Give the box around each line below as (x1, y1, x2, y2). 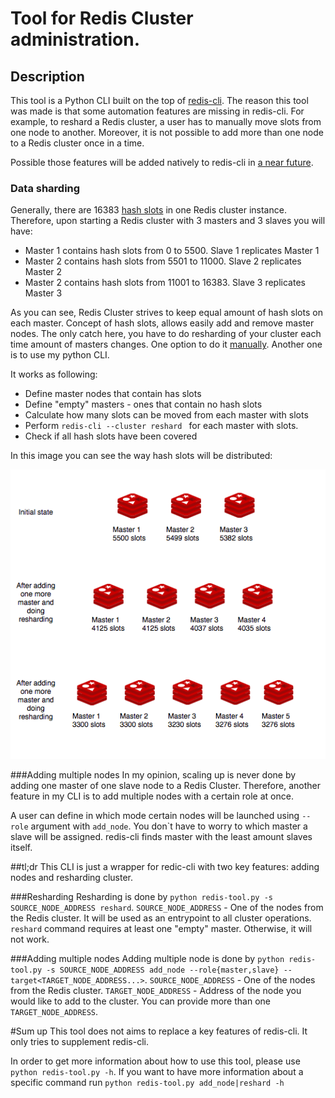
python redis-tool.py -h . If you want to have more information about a (10, 1065, 304, 1077)
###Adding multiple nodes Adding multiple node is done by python (10, 952, 285, 964)
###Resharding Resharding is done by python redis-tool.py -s (10, 890, 273, 902)
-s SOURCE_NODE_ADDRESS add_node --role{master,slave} (46, 965, 280, 975)
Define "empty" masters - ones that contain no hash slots (24, 398, 263, 411)
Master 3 (24, 287, 63, 299)
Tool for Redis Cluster (10, 7, 194, 30)
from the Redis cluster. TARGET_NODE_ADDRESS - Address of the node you (10, 984, 302, 996)
